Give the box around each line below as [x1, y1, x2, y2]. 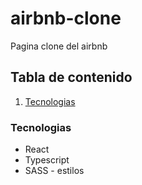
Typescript [24, 154, 70, 166]
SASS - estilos [24, 165, 85, 177]
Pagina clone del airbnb [10, 40, 108, 52]
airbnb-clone [10, 7, 122, 30]
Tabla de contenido [10, 69, 133, 86]
